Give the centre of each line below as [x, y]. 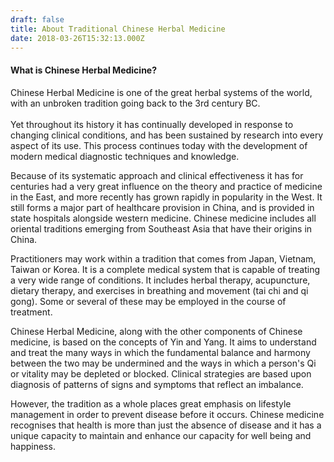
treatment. [31, 312]
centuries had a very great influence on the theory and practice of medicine [166, 186]
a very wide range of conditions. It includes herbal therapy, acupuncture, [160, 280]
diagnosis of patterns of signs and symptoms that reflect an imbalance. [157, 384]
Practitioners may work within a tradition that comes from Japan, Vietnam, [163, 258]
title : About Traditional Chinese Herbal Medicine [118, 29]
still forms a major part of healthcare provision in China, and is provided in [162, 207]
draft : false [37, 19]
